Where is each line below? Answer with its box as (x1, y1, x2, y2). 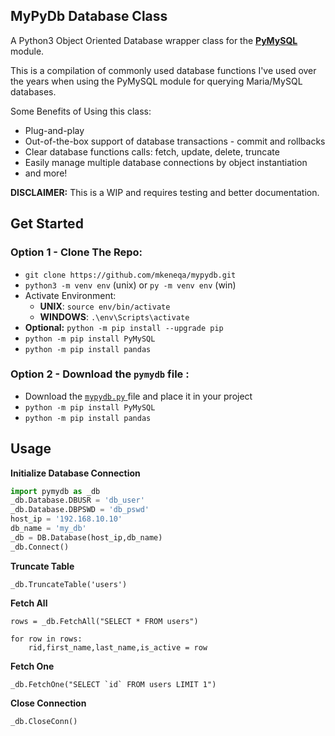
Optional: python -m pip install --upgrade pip (24, 321, 224, 333)
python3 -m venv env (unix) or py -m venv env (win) (24, 279, 237, 291)
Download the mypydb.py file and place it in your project (24, 390, 253, 402)
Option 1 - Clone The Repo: (10, 245, 143, 259)
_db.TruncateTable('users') (10, 579, 128, 589)
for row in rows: (10, 634, 83, 644)
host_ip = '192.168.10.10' (10, 514, 123, 524)
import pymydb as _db (10, 486, 101, 496)
